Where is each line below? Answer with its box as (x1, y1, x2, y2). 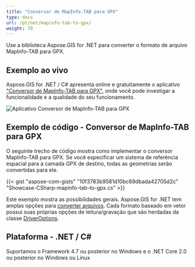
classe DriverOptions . (6, 215, 59, 222)
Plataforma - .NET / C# (6, 232, 92, 242)
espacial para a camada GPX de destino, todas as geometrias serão (6, 160, 172, 167)
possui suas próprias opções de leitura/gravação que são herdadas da (6, 208, 180, 215)
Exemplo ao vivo (6, 65, 68, 75)
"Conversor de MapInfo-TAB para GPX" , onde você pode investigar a (6, 87, 175, 95)
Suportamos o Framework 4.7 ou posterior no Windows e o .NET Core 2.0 (6, 247, 187, 255)
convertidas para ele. (6, 166, 58, 173)
